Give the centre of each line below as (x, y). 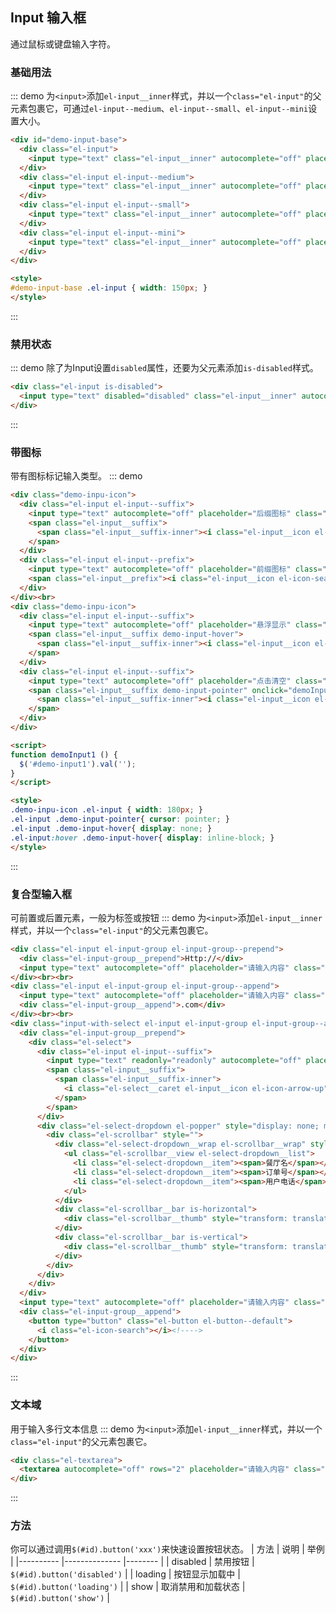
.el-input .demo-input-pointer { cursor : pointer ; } (120, 819)
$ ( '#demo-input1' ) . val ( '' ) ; (78, 764)
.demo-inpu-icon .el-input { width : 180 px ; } (106, 810)
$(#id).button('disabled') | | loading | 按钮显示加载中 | (125, 1574)
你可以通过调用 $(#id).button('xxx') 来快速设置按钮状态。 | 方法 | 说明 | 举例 (167, 1549)
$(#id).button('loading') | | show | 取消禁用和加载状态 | (128, 1587)
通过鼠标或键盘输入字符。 (63, 44)
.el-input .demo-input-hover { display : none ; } (111, 828)
